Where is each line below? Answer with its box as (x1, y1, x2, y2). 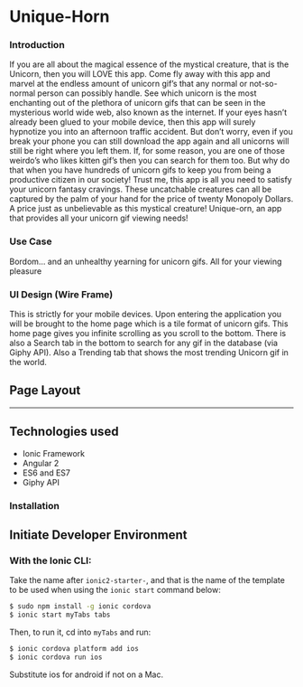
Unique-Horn (9, 6, 110, 27)
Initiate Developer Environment (9, 527, 188, 543)
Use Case (9, 235, 52, 248)
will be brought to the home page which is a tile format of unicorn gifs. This (9, 318, 289, 329)
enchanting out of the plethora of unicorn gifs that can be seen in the (9, 98, 266, 108)
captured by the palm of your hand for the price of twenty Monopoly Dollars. (9, 193, 294, 204)
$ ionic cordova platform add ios (9, 645, 140, 654)
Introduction (9, 39, 65, 52)
